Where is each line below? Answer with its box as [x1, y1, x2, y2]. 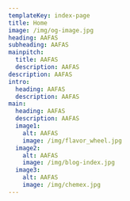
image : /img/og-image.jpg [8, 26, 94, 34]
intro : [8, 78, 30, 85]
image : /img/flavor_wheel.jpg [22, 136, 123, 145]
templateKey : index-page [8, 11, 90, 20]
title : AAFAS [15, 56, 59, 64]
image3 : [15, 166, 41, 174]
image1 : [15, 122, 41, 130]
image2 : [15, 144, 41, 152]
